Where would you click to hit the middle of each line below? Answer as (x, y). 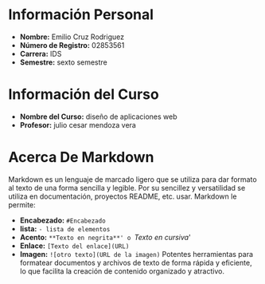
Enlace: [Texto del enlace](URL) (74, 246)
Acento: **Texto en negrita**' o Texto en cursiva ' (105, 237)
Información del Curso (84, 95)
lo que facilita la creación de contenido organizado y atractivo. (122, 271)
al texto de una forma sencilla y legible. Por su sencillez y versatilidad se (127, 187)
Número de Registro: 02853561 (72, 45)
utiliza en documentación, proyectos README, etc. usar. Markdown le (123, 196)
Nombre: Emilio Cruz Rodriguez (72, 37)
